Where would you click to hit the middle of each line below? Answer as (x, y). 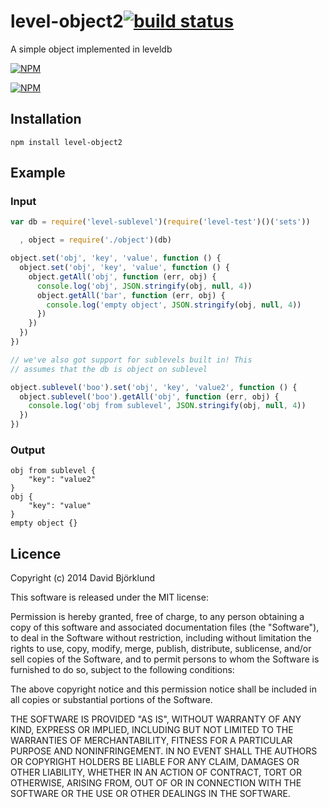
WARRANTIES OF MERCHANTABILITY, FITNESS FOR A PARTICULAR (151, 741)
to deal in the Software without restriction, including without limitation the (161, 638)
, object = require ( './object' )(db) (95, 240)
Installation (46, 119)
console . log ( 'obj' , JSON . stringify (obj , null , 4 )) (144, 286)
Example (38, 173)
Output (28, 450)
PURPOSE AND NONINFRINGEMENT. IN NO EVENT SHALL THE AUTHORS (164, 751)
